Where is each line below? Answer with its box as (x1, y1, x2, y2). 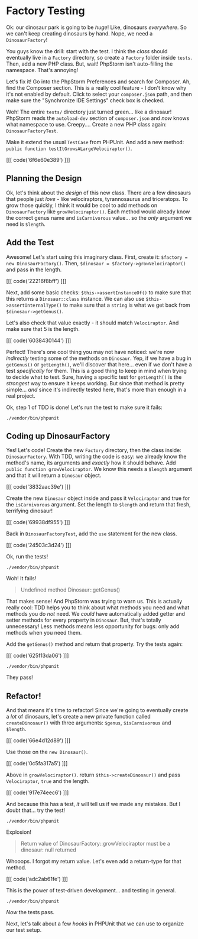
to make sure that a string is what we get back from (63, 301, 190, 308)
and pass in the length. (6, 266, 62, 273)
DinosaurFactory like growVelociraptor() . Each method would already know (6, 208, 190, 215)
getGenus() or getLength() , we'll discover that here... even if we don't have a (6, 360, 192, 368)
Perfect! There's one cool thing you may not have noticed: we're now (6, 348, 174, 355)
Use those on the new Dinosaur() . (6, 749, 88, 756)
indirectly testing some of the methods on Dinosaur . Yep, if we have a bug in (6, 355, 191, 362)
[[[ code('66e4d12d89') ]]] (6, 737, 71, 744)
